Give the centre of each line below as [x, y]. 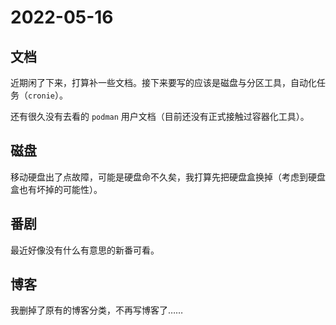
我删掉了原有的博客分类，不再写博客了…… [97, 310]
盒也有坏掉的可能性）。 [56, 189]
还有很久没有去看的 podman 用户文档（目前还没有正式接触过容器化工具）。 [160, 116]
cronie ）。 [48, 95]
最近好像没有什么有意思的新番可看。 [85, 250]
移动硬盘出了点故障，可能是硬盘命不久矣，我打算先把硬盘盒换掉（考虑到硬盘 [168, 177]
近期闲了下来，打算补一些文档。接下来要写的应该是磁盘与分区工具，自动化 [163, 82]
